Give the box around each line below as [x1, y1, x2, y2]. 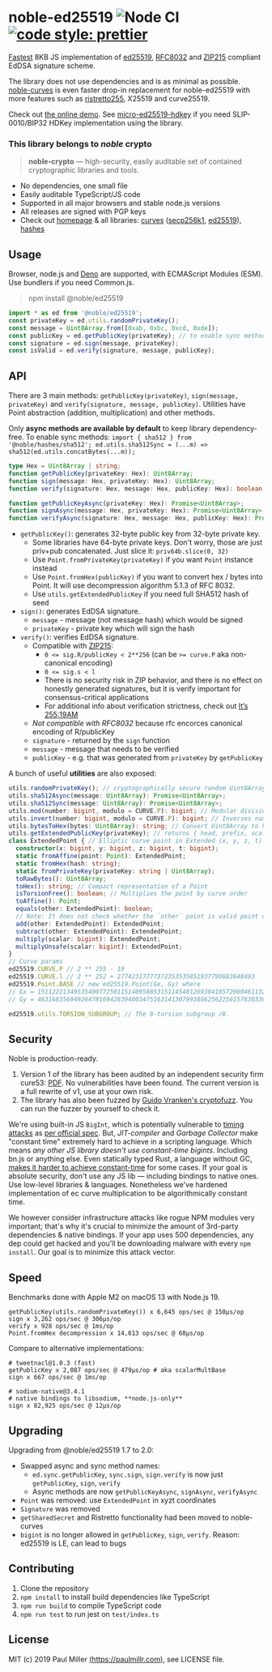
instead [32, 563, 57, 573]
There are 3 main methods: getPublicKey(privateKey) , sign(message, [8, 391, 239, 400]
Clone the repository [19, 1583, 89, 1593]
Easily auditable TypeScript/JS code [19, 190, 141, 199]
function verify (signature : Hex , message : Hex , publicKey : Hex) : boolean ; [8, 485, 266, 493]
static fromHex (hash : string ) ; [15, 859, 121, 867]
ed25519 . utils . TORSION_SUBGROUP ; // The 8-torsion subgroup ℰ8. [8, 1010, 230, 1018]
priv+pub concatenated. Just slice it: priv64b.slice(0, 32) [32, 546, 229, 556]
